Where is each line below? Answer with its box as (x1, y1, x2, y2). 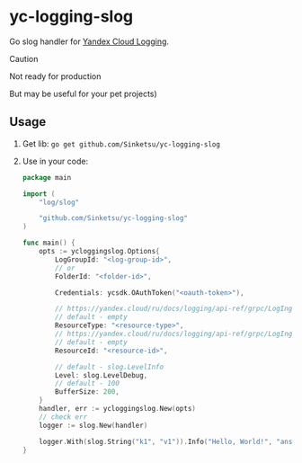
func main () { (22, 238, 75, 248)
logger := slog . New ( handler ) (39, 421, 148, 430)
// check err (39, 412, 88, 422)
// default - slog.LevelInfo (55, 362, 164, 371)
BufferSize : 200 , (55, 387, 120, 396)
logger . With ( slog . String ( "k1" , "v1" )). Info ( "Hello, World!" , (39, 437, 272, 446)
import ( (22, 189, 56, 199)
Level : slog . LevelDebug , (55, 370, 148, 379)
